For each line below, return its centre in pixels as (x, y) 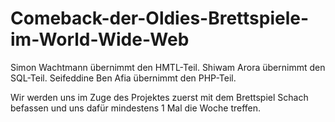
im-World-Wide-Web (100, 39)
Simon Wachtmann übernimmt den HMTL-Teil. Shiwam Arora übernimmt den (168, 67)
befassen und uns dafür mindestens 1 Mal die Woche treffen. (136, 108)
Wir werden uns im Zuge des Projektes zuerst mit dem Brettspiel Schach (159, 97)
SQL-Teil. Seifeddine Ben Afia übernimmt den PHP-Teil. (123, 78)
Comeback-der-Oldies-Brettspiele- (160, 18)
